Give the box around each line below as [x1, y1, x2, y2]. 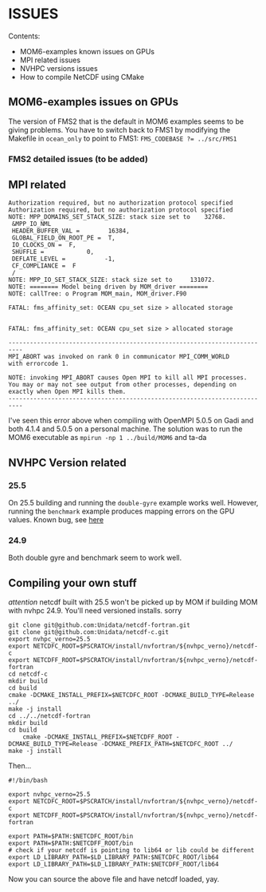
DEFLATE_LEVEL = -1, [11, 255, 115, 264]
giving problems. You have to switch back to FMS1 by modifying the [8, 125, 231, 134]
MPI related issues [19, 55, 81, 65]
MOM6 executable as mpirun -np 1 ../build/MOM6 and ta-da [8, 433, 207, 442]
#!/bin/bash [8, 776, 48, 785]
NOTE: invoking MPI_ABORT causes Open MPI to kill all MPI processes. [8, 374, 248, 382]
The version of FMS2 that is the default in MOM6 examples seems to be [8, 117, 244, 126]
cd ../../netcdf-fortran [8, 712, 91, 720]
